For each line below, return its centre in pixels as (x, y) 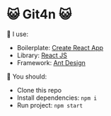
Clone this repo (39, 90)
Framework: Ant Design (51, 62)
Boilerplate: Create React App (60, 47)
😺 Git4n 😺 (39, 14)
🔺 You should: (27, 76)
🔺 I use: (18, 34)
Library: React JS (42, 55)
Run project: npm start (49, 105)
